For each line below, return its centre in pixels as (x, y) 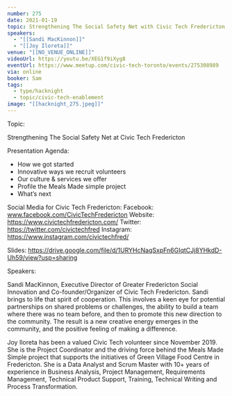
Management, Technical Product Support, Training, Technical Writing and (112, 379)
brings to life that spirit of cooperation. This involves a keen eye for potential (116, 299)
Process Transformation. (42, 386)
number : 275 (24, 14)
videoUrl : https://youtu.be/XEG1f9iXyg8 (67, 59)
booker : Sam (24, 78)
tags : (15, 85)
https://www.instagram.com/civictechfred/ (68, 236)
